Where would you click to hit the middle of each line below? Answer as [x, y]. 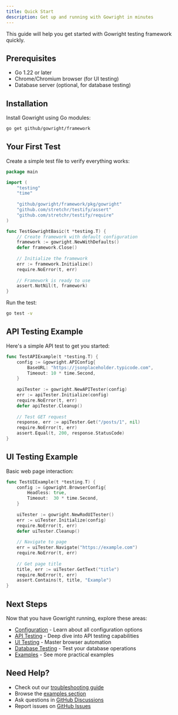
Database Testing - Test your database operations [75, 648]
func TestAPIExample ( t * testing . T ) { [52, 356]
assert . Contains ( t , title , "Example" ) [64, 580]
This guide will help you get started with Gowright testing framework [89, 34]
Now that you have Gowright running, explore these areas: [77, 618]
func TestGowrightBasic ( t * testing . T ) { [56, 231]
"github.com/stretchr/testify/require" [66, 215]
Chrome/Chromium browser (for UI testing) [67, 79]
